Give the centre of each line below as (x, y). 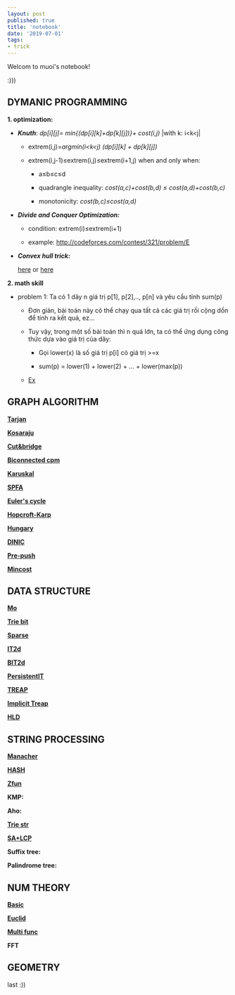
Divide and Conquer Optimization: (69, 215)
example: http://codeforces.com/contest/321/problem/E (109, 242)
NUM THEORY (39, 888)
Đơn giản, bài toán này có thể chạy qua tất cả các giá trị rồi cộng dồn (128, 310)
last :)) (17, 984)
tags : (15, 40)
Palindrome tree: (32, 865)
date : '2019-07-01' (36, 33)
